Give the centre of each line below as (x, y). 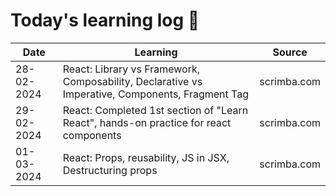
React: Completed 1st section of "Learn (155, 110)
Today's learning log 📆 (105, 20)
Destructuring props (110, 170)
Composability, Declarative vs (132, 81)
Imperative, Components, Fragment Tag (155, 94)
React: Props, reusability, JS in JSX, (146, 157)
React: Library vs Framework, (131, 69)
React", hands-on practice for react (147, 122)
